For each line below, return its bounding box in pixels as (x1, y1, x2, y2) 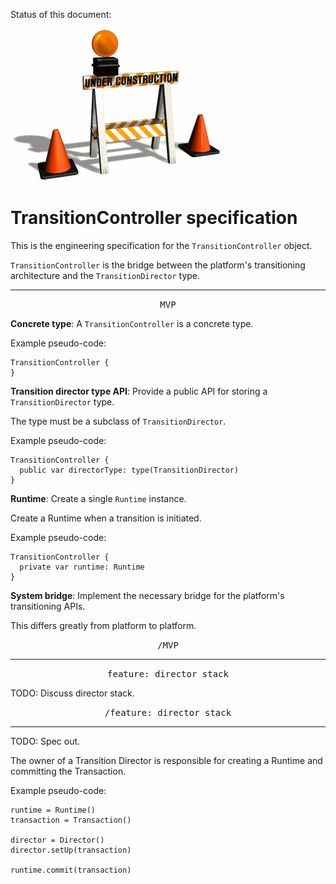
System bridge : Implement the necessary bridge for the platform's (10, 589, 285, 601)
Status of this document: (10, 9, 112, 20)
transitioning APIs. (10, 600, 86, 612)
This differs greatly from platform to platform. (10, 619, 197, 631)
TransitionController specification (10, 207, 298, 229)
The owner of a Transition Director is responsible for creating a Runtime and (10, 754, 323, 766)
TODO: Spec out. (10, 735, 81, 747)
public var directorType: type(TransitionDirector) (19, 465, 240, 475)
